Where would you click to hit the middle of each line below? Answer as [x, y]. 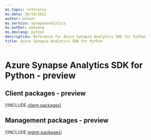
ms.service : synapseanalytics [36, 23]
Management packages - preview [57, 120]
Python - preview [40, 75]
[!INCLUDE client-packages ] [33, 105]
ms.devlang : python [25, 32]
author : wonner [20, 18]
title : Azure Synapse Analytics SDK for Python [54, 41]
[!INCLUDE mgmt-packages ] [33, 132]
